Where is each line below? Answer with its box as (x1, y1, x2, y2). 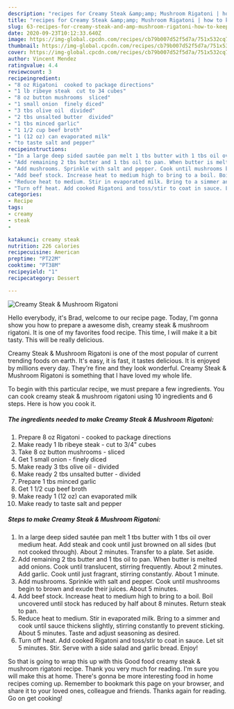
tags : (8, 204, 24, 211)
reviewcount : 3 (8, 68, 52, 75)
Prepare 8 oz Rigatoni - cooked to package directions (17, 432, 172, 441)
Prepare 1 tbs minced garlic (17, 477, 97, 485)
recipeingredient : (8, 74, 61, 82)
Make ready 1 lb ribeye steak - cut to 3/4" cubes (17, 440, 157, 448)
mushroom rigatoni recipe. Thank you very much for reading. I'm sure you (8, 665, 219, 673)
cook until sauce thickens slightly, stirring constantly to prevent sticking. (17, 621, 225, 630)
